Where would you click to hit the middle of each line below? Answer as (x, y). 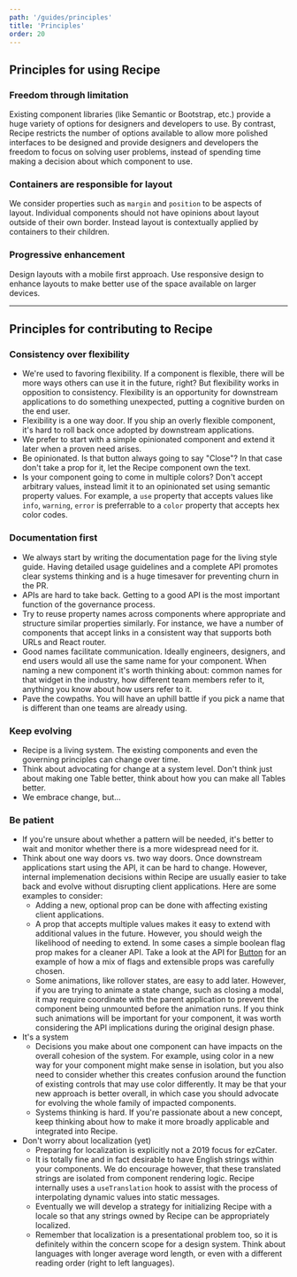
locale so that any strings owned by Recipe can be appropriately (152, 1216)
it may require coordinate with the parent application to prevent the (157, 1000)
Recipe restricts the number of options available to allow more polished (138, 133)
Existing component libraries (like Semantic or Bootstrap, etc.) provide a (140, 114)
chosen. (50, 971)
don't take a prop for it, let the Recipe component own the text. (136, 468)
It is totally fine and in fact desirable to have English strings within (154, 1160)
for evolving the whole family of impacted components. (136, 1103)
